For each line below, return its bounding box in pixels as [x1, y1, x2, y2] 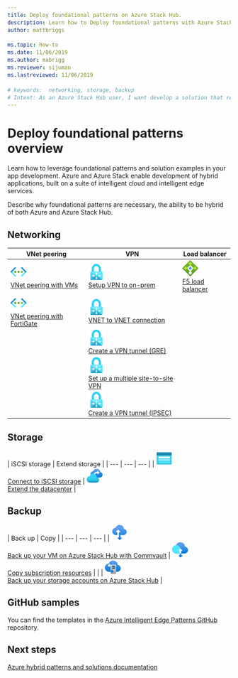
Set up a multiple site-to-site [88, 374, 174, 382]
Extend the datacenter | [7, 485, 76, 493]
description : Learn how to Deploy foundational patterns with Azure [7, 18, 214, 26]
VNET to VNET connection [88, 316, 165, 324]
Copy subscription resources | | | [7, 569, 103, 577]
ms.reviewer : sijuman [7, 64, 72, 71]
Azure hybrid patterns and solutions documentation [7, 662, 158, 671]
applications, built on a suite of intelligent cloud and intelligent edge [7, 179, 205, 188]
